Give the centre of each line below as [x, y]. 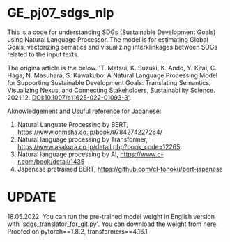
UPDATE [32, 197]
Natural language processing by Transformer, [83, 139]
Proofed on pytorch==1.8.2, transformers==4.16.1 [77, 231]
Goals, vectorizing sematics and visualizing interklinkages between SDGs [113, 47]
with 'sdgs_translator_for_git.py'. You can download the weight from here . [113, 224]
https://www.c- [142, 154]
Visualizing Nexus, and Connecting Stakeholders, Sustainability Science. [112, 90]
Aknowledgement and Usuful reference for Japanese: [84, 111]
